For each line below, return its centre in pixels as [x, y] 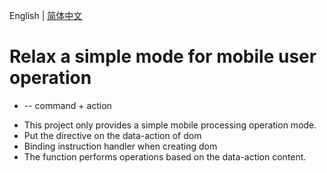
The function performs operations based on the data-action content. [165, 156]
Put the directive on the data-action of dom [112, 135]
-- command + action [67, 105]
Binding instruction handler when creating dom [120, 146]
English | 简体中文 [46, 15]
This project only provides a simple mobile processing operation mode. [170, 125]
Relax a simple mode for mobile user [163, 56]
